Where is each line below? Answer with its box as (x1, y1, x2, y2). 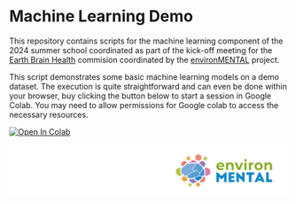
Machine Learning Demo (9, 6, 193, 27)
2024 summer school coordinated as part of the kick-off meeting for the (9, 44, 273, 55)
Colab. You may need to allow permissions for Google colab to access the (9, 99, 279, 110)
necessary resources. (9, 109, 89, 120)
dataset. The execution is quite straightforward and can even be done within (9, 81, 288, 91)
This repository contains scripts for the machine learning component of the (9, 35, 284, 46)
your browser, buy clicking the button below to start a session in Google (9, 90, 272, 101)
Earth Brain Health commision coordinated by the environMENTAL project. (9, 54, 280, 65)
